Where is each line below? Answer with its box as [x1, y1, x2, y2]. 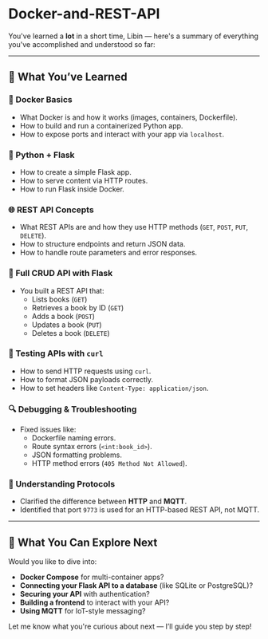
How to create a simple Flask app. [19, 167, 132, 176]
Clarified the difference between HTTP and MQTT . [19, 496, 187, 507]
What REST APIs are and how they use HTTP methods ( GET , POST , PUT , [19, 223, 249, 232]
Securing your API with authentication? [19, 590, 150, 599]
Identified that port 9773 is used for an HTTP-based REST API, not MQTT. [19, 505, 260, 515]
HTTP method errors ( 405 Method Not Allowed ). [31, 459, 187, 468]
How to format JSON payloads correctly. [19, 374, 154, 384]
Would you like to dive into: [8, 557, 97, 566]
